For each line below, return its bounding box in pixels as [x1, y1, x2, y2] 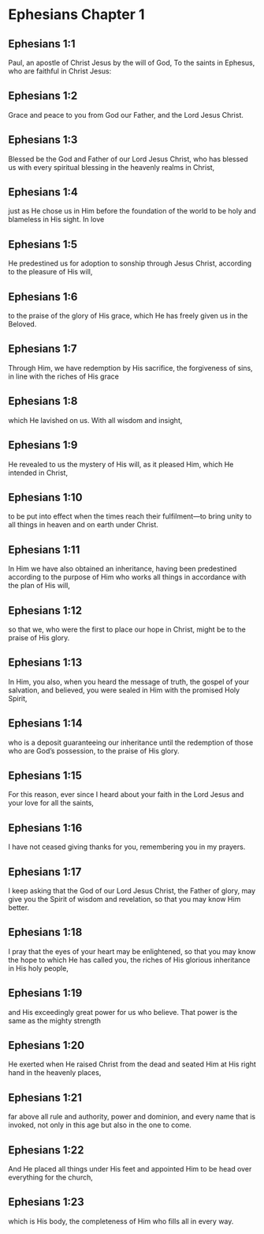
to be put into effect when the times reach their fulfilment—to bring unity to [8, 511, 252, 521]
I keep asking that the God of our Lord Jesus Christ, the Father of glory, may [8, 886, 256, 895]
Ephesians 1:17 [8, 865, 82, 878]
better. [8, 903, 30, 912]
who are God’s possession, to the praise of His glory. [8, 745, 180, 756]
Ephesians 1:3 [8, 133, 78, 147]
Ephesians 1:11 [8, 543, 80, 557]
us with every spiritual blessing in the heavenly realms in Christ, [8, 162, 215, 172]
